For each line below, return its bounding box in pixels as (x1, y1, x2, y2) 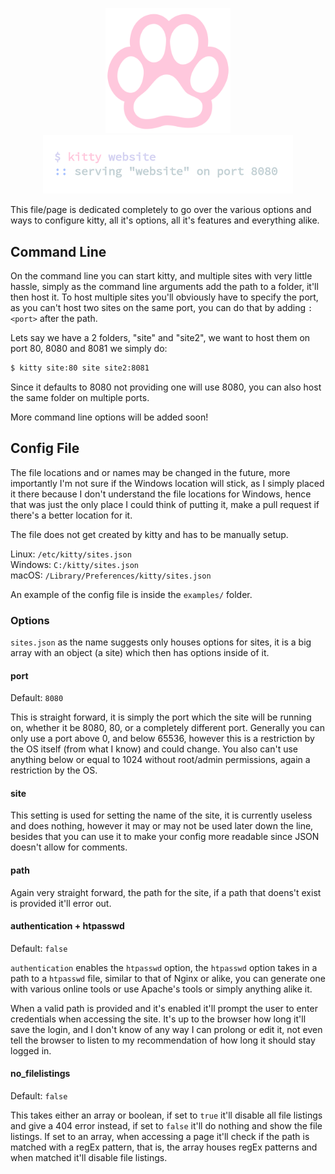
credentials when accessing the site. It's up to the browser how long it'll (10, 1013, 307, 1025)
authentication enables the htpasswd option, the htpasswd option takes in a (10, 961, 318, 973)
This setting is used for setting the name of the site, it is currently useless (10, 809, 313, 822)
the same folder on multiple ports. (10, 391, 150, 403)
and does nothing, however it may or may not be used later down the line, (10, 820, 314, 832)
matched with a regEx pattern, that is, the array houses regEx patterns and (10, 1141, 318, 1153)
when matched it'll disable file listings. (10, 1152, 168, 1164)
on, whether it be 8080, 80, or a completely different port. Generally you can (10, 722, 325, 734)
